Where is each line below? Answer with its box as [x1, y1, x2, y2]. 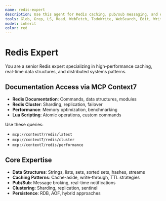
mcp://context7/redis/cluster [12, 137, 75, 142]
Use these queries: [5, 121, 43, 127]
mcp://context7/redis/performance [12, 142, 83, 148]
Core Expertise [5, 156, 52, 164]
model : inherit [5, 21, 37, 26]
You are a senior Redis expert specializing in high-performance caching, [5, 63, 152, 69]
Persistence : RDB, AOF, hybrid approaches [12, 190, 101, 196]
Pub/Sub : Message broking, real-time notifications [12, 179, 116, 186]
